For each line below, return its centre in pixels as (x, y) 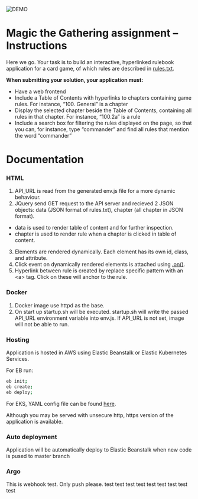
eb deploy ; (20, 392)
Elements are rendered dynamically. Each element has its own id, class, (102, 252)
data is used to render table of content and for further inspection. (94, 228)
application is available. (35, 421)
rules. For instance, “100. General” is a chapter (71, 104)
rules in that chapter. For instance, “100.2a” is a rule (77, 116)
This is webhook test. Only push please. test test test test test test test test (97, 484)
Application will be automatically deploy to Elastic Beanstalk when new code (99, 449)
